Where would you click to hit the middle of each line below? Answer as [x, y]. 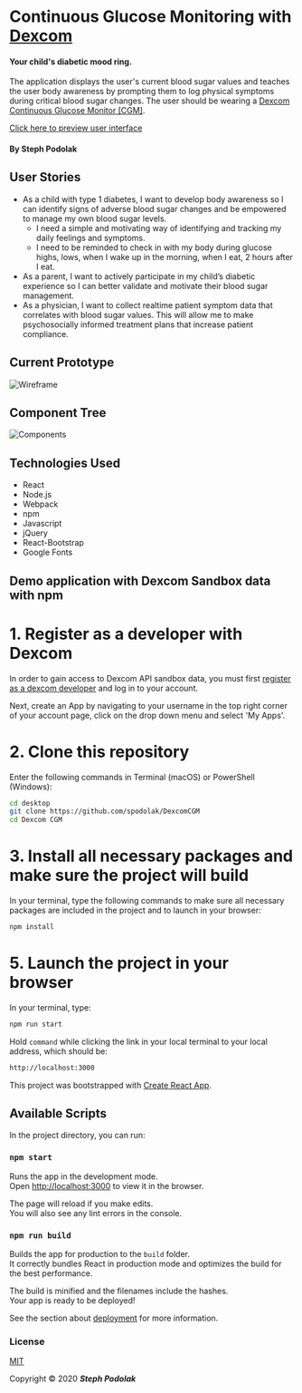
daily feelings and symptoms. [91, 237]
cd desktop [30, 803]
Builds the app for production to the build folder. [100, 1254]
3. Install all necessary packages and [151, 856]
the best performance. [51, 1273]
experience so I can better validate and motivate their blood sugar [145, 285]
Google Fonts [47, 552]
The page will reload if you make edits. [81, 1204]
